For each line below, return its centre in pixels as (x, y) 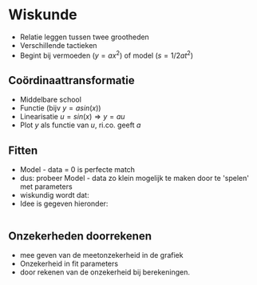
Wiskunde (43, 15)
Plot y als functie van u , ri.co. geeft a (80, 125)
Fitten (23, 150)
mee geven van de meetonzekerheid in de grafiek (101, 255)
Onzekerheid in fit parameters (69, 264)
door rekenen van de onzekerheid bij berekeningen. (105, 272)
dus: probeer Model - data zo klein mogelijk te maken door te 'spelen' (134, 179)
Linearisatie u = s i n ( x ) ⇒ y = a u (72, 117)
